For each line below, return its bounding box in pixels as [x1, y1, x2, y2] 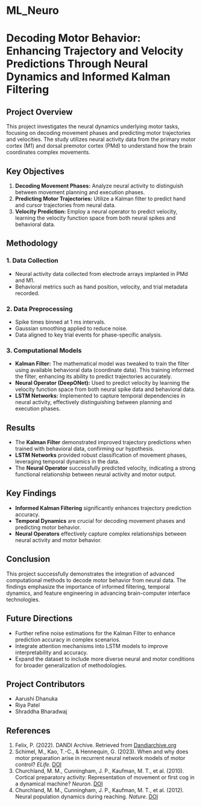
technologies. [6, 595, 40, 603]
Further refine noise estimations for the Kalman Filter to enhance [14, 629, 176, 637]
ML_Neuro [6, 4, 59, 18]
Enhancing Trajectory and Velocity [6, 44, 184, 58]
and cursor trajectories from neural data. [14, 201, 116, 209]
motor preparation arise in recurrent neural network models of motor [14, 755, 186, 762]
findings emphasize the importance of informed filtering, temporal [6, 583, 171, 590]
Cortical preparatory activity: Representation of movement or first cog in [14, 774, 195, 781]
